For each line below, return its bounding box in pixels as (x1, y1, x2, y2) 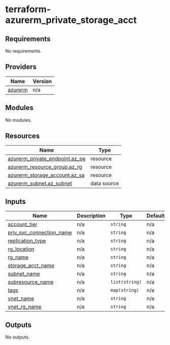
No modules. (5, 117, 32, 123)
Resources (5, 132, 40, 141)
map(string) (110, 288, 139, 293)
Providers (5, 62, 37, 72)
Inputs (5, 197, 26, 206)
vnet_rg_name (8, 303, 42, 310)
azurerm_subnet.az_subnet (8, 180, 72, 187)
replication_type (8, 237, 47, 245)
